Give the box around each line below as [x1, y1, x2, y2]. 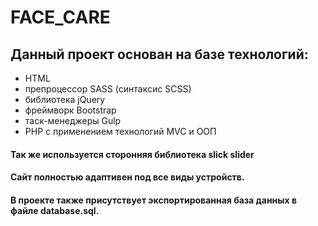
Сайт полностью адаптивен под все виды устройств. [10, 171, 245, 183]
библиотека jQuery [24, 94, 106, 105]
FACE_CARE [10, 6, 111, 29]
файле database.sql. [10, 204, 100, 216]
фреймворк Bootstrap [24, 104, 117, 116]
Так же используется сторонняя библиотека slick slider [10, 148, 255, 160]
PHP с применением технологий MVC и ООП [24, 126, 217, 137]
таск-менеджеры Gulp [24, 115, 122, 126]
